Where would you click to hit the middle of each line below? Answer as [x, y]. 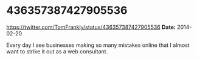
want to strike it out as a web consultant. [57, 51]
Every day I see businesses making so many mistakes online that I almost [98, 45]
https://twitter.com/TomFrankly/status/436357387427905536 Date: [91, 27]
